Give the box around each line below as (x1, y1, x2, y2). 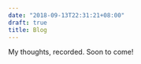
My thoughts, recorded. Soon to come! (8, 48, 134, 57)
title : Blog (8, 26, 47, 34)
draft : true (8, 19, 47, 27)
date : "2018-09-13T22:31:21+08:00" (8, 11, 125, 20)
